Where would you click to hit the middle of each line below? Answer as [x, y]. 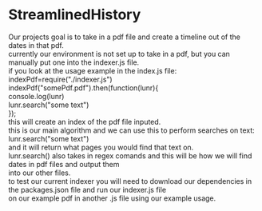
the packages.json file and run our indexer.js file [87, 189]
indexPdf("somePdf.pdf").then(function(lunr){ [83, 88]
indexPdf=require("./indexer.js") [61, 79]
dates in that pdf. [36, 45]
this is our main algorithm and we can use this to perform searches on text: [132, 130]
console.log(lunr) [36, 96]
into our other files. [40, 173]
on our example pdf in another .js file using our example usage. [112, 198]
